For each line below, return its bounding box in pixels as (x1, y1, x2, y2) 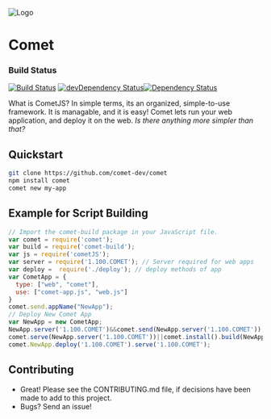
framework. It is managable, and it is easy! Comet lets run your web (8, 107, 232, 117)
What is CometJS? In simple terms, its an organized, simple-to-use (8, 98, 231, 108)
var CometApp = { (8, 273, 67, 281)
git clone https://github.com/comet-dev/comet (8, 170, 168, 178)
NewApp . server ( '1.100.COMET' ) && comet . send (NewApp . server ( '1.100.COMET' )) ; (8, 325, 265, 334)
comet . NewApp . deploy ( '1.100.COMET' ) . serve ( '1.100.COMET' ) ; (8, 340, 211, 349)
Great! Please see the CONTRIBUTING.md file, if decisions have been (19, 384, 252, 394)
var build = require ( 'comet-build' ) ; (8, 243, 135, 251)
